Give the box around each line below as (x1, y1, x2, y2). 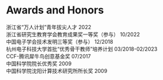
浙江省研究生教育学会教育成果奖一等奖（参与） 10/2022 (6, 30, 140, 38)
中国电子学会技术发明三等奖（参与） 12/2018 (6, 38, 113, 45)
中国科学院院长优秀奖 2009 (6, 60, 72, 67)
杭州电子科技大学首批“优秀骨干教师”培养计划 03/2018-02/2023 (6, 45, 158, 53)
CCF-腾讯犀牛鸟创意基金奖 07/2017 (6, 53, 91, 60)
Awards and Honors (6, 4, 104, 17)
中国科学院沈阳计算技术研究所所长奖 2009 (6, 67, 107, 74)
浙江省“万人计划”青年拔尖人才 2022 (6, 23, 92, 30)
